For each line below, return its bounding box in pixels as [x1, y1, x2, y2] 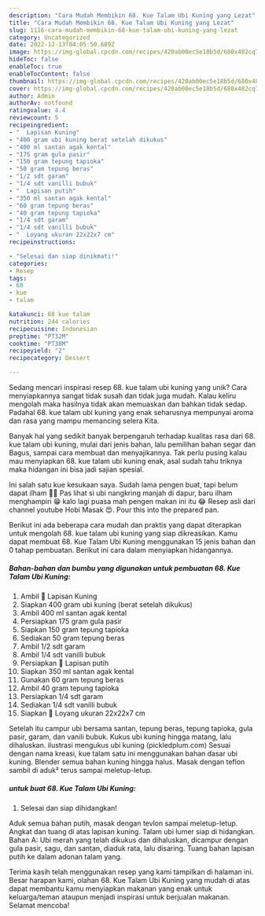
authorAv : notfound [9, 99, 73, 107]
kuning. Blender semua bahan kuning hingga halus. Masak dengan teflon [9, 756, 245, 767]
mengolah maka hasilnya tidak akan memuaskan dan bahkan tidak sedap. [9, 399, 248, 409]
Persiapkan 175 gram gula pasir [20, 616, 123, 626]
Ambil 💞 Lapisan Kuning [20, 591, 98, 601]
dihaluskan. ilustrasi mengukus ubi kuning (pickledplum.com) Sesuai [9, 740, 231, 749]
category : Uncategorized [9, 33, 90, 42]
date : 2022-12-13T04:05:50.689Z [9, 41, 115, 49]
